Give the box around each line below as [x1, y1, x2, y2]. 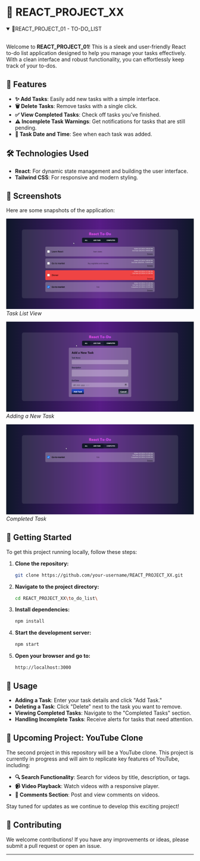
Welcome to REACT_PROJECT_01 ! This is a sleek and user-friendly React [6, 43, 186, 50]
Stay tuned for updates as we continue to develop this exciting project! [6, 802, 180, 810]
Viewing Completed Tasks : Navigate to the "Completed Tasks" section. [14, 709, 192, 716]
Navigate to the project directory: [14, 583, 99, 590]
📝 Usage [6, 681, 37, 691]
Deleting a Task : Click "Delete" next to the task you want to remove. [14, 703, 183, 710]
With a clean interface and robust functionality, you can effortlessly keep [6, 56, 185, 63]
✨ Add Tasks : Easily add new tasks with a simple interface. [14, 95, 161, 102]
